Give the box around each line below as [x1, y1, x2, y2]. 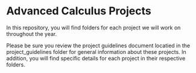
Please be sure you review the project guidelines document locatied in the [6, 42, 191, 49]
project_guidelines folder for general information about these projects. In [6, 48, 187, 55]
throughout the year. [6, 30, 57, 37]
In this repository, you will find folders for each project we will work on [6, 24, 181, 31]
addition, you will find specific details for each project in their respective [6, 54, 186, 62]
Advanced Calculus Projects [6, 4, 152, 18]
